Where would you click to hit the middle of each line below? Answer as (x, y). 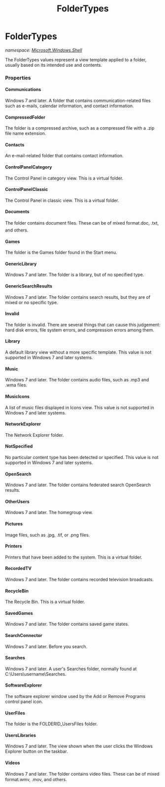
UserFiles (15, 713)
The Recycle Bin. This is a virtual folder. (45, 602)
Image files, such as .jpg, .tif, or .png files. (48, 535)
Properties (18, 78)
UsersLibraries (20, 735)
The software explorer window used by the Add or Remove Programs (75, 696)
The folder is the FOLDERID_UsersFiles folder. (51, 724)
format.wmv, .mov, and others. (36, 779)
